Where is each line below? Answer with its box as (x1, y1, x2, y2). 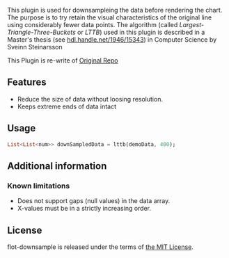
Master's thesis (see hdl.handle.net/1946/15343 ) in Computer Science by (7, 35, 217, 44)
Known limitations (7, 181, 70, 191)
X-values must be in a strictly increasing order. (17, 204, 152, 213)
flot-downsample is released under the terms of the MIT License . (7, 243, 194, 251)
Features (7, 76, 47, 88)
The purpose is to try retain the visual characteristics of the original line (7, 13, 212, 22)
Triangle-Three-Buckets (7, 28, 77, 36)
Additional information (7, 160, 107, 172)
